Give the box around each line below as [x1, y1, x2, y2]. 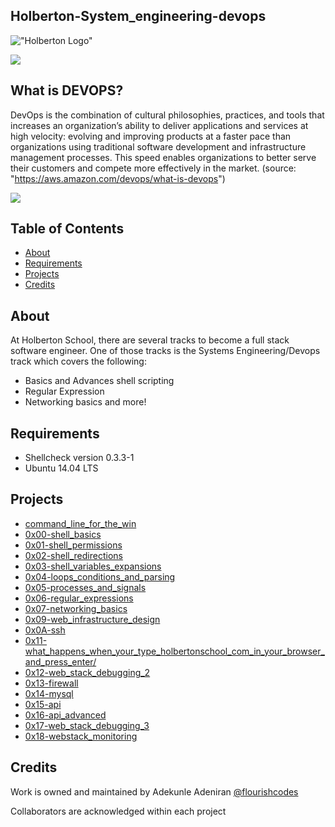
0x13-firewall [24, 677, 79, 689]
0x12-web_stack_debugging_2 [24, 666, 151, 678]
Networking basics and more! [24, 396, 147, 408]
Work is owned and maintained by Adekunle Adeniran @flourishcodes [10, 785, 299, 798]
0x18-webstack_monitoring [24, 730, 138, 742]
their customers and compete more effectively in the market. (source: [10, 162, 297, 174]
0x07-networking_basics [24, 602, 128, 614]
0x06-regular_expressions [24, 592, 134, 604]
